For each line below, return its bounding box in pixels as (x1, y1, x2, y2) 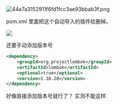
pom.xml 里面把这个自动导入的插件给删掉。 (6, 18, 112, 25)
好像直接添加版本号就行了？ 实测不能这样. (6, 93, 107, 100)
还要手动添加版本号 (6, 42, 53, 49)
